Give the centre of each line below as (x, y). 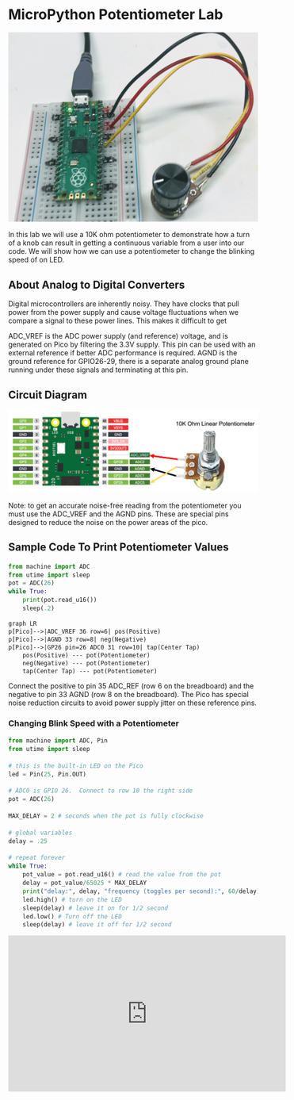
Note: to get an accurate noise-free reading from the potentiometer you (125, 505)
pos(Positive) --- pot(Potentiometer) (86, 655)
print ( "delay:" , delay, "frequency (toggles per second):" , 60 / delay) (141, 891)
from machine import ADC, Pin (58, 741)
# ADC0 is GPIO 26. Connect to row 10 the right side (101, 791)
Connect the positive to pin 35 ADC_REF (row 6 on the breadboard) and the (131, 686)
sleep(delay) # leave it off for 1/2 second (97, 925)
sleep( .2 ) (39, 608)
